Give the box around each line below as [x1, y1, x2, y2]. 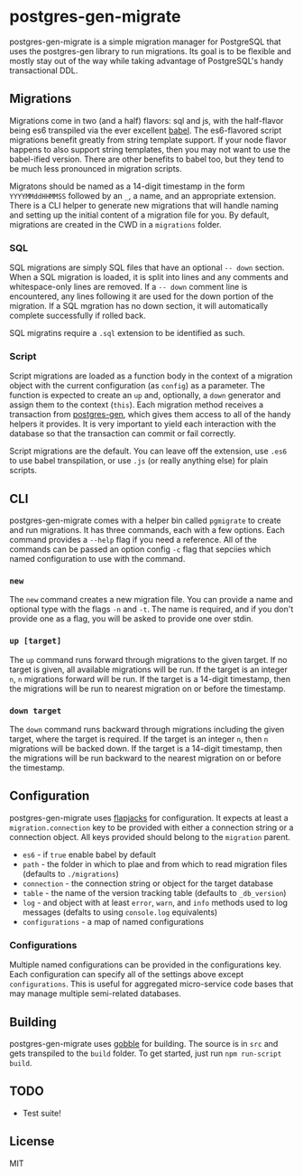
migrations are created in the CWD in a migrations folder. [9, 219, 222, 229]
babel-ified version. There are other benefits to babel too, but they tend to [9, 154, 284, 164]
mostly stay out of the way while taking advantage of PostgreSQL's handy [9, 55, 284, 66]
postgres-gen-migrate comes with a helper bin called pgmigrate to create [9, 515, 281, 526]
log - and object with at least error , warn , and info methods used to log [22, 897, 289, 908]
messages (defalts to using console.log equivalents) [22, 906, 218, 918]
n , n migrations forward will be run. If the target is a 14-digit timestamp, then [9, 673, 291, 684]
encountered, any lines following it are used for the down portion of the [9, 291, 274, 302]
